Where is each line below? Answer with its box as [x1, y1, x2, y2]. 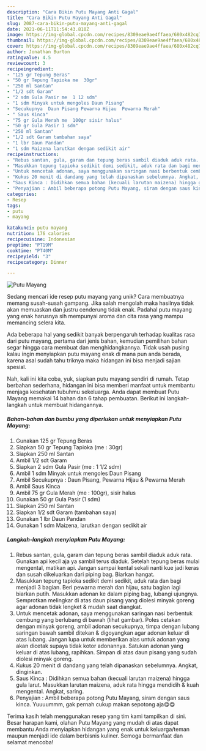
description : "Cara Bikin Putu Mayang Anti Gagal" [7, 9, 139, 15]
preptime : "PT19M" [7, 242, 54, 248]
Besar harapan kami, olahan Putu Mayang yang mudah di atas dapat [7, 719, 179, 727]
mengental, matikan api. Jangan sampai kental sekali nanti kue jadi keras [15, 564, 199, 572]
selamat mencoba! [7, 739, 54, 746]
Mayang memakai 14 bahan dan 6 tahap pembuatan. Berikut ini [7, 395, 166, 402]
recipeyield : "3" [7, 253, 51, 260]
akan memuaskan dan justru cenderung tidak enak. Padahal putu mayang [7, 306, 192, 313]
